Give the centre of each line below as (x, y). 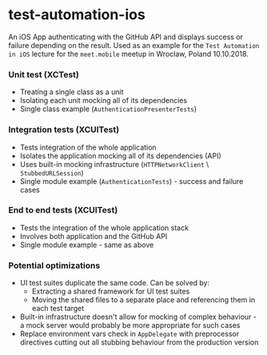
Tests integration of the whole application (88, 147)
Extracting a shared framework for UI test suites (111, 291)
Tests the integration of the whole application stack (104, 227)
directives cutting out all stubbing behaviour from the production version (139, 342)
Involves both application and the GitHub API (94, 236)
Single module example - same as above (87, 245)
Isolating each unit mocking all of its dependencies (104, 101)
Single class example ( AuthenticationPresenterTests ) (108, 109)
